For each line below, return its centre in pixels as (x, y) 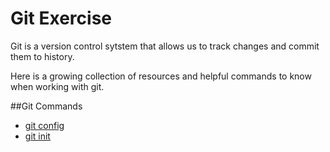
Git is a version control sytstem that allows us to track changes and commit (165, 46)
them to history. (42, 56)
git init (37, 136)
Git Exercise (61, 18)
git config (44, 125)
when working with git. (57, 86)
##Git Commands (46, 106)
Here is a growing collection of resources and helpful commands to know (161, 76)
